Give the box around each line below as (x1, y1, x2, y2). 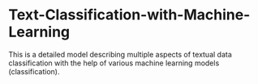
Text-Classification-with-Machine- (8, 6, 251, 24)
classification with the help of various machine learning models (8, 58, 220, 68)
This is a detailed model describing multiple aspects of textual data (8, 49, 233, 59)
